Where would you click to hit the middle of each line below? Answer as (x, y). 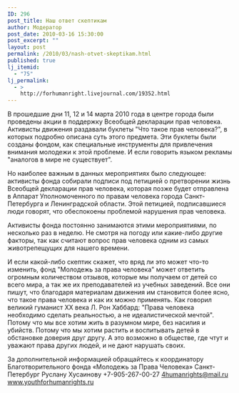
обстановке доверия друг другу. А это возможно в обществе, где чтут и (118, 338)
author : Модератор (35, 27)
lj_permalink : (29, 80)
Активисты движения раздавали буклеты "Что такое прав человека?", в (117, 129)
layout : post (27, 47)
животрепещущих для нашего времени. (68, 248)
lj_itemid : (24, 67)
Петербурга (26, 204)
